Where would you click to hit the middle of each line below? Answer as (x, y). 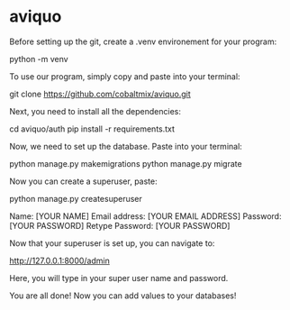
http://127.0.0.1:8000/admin (59, 260)
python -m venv (39, 59)
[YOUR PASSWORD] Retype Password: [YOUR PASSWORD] (120, 225)
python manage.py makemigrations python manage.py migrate (126, 163)
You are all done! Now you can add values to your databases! (123, 296)
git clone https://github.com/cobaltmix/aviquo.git (100, 94)
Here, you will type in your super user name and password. (119, 278)
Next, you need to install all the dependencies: (95, 111)
